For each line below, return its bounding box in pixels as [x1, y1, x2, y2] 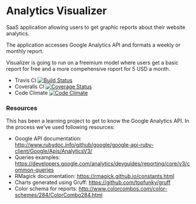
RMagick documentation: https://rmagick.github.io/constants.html [14, 173, 175, 180]
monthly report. [6, 47, 44, 54]
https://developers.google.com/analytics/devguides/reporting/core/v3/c [14, 160, 190, 167]
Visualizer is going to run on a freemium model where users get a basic [6, 59, 179, 66]
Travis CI [14, 77, 36, 84]
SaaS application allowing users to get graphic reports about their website [6, 24, 185, 31]
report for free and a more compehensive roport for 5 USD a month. [6, 65, 171, 72]
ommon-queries [14, 166, 54, 173]
